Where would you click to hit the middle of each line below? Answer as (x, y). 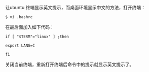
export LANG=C (20, 46)
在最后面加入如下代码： (30, 27)
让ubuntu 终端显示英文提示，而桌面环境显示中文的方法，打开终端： (76, 7)
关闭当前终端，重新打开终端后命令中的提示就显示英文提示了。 (70, 64)
